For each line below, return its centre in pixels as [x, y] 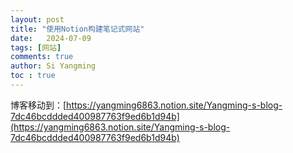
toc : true [33, 76]
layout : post [37, 19]
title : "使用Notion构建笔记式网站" [77, 29]
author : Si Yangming [53, 66]
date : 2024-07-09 [51, 38]
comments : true [42, 57]
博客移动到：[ [38, 105]
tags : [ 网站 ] [36, 47]
